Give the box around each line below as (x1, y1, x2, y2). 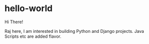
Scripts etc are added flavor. (4, 33, 61, 39)
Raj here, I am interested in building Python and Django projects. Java (4, 28, 144, 34)
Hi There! (4, 19, 23, 25)
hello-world (4, 3, 53, 14)
